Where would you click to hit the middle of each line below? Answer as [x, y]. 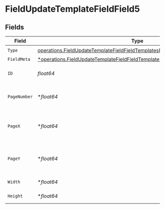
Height [15, 196]
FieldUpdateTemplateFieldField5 [72, 9]
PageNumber [20, 97]
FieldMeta [19, 59]
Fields [15, 27]
